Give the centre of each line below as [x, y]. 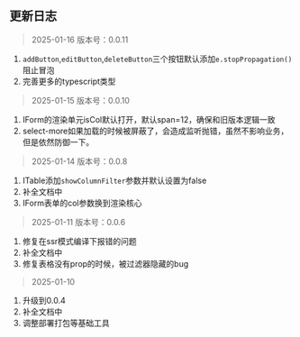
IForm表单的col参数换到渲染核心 [82, 203]
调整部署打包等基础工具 [66, 323]
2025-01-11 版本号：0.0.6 [78, 222]
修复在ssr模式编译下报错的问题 [79, 241]
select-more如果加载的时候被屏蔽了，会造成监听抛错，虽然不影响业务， [155, 131]
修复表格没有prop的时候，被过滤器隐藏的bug [105, 263]
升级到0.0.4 [44, 300]
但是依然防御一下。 [58, 141]
